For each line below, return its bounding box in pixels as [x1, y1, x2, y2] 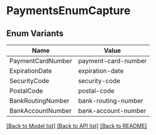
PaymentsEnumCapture [6, 4, 131, 18]
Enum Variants [6, 28, 64, 39]
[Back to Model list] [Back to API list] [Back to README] [6, 122, 147, 129]
